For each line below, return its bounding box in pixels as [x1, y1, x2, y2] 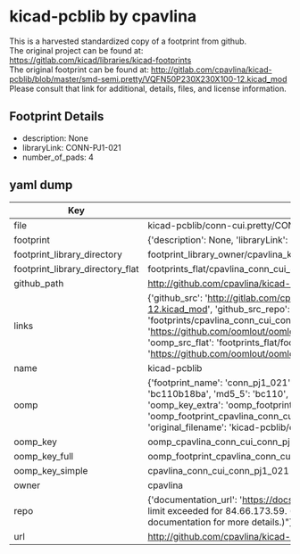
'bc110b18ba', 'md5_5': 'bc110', [146, 387, 288, 400]
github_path [13, 277, 64, 289]
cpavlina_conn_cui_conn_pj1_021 [146, 464, 290, 476]
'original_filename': [146, 421, 228, 434]
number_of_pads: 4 [21, 152, 94, 162]
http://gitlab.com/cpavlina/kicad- [150, 64, 272, 75]
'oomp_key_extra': [146, 399, 224, 411]
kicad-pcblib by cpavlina [9, 6, 197, 27]
